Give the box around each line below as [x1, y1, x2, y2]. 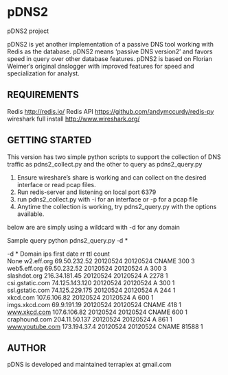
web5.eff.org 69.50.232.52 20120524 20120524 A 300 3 [7, 264, 167, 272]
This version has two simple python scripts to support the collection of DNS [7, 152, 221, 161]
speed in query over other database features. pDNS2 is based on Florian [7, 54, 213, 62]
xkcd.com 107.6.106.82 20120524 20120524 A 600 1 [7, 293, 154, 302]
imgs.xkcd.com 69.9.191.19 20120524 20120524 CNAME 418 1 [7, 300, 182, 309]
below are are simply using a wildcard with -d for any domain [7, 223, 181, 231]
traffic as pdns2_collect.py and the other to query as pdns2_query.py [7, 160, 203, 168]
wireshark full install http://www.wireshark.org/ [7, 114, 140, 123]
